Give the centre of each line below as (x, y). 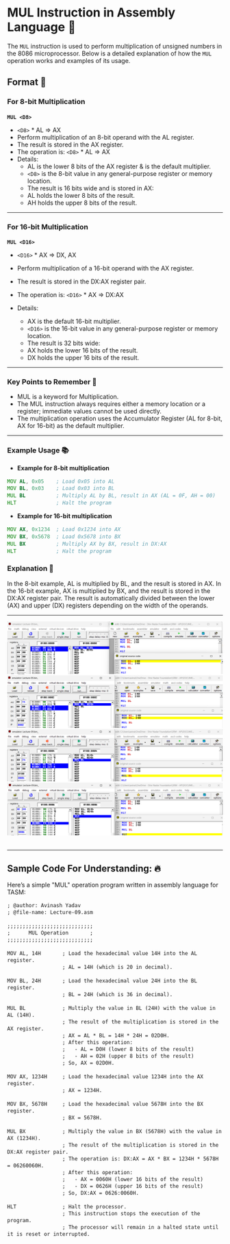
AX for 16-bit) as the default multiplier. (71, 426)
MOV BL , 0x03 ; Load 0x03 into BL (61, 488)
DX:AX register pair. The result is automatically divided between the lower (111, 598)
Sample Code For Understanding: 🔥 (84, 868)
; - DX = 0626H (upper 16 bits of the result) (133, 1186)
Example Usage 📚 (38, 450)
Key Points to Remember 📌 (52, 381)
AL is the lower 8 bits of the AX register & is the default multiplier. (119, 166)
